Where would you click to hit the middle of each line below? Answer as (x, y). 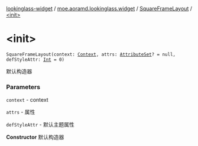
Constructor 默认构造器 (35, 137)
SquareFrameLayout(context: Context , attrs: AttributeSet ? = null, (91, 54)
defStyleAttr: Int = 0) (35, 59)
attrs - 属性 (21, 112)
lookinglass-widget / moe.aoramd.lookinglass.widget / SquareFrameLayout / (99, 9)
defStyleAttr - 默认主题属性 (40, 125)
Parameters (23, 87)
